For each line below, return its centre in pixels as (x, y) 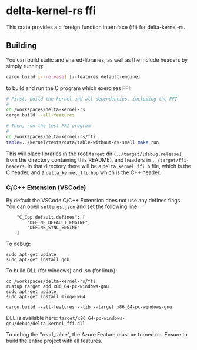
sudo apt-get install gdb (38, 259)
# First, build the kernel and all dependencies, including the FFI (92, 99)
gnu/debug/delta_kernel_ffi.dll (46, 324)
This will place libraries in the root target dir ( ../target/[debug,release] (94, 154)
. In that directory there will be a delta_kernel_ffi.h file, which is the (108, 166)
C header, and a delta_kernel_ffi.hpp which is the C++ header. (84, 172)
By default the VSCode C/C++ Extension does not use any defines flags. (94, 200)
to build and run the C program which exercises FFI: (69, 88)
